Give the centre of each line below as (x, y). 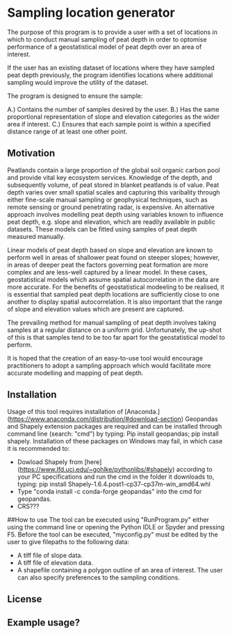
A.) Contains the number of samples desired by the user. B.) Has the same (114, 109)
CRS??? (28, 506)
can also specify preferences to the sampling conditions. (99, 577)
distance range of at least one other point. (67, 131)
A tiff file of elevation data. (55, 562)
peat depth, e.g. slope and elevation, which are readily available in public (111, 222)
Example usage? (44, 623)
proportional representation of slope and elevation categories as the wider (114, 117)
